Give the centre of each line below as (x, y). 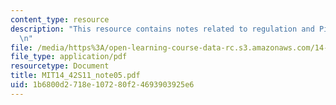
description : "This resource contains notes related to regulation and (162, 29)
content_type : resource (60, 19)
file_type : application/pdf (69, 57)
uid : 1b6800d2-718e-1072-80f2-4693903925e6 (102, 85)
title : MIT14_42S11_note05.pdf (75, 76)
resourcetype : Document (60, 66)
